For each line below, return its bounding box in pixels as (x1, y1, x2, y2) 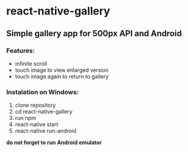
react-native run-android (14, 127, 77, 135)
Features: (6, 46, 35, 55)
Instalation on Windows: (6, 87, 80, 96)
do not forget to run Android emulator (6, 139, 102, 146)
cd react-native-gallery (14, 108, 73, 115)
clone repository (14, 101, 56, 109)
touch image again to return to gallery (14, 72, 109, 80)
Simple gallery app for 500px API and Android (6, 28, 182, 39)
